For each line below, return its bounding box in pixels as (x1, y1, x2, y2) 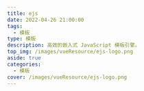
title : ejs (7, 10, 38, 17)
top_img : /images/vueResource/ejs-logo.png (7, 49, 134, 55)
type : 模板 (7, 36, 36, 42)
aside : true (7, 55, 41, 62)
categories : (7, 61, 41, 68)
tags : (7, 23, 23, 29)
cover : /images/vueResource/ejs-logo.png (7, 73, 128, 81)
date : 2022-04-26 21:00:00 (7, 16, 84, 23)
